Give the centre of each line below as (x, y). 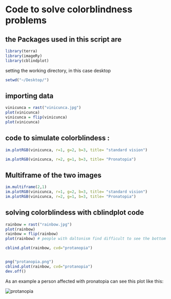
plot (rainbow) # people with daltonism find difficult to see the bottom (86, 239)
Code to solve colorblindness (69, 10)
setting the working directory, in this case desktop (58, 70)
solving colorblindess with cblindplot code (75, 212)
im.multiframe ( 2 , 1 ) (26, 187)
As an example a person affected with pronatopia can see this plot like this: (84, 281)
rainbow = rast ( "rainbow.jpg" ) (39, 225)
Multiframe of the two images (54, 175)
